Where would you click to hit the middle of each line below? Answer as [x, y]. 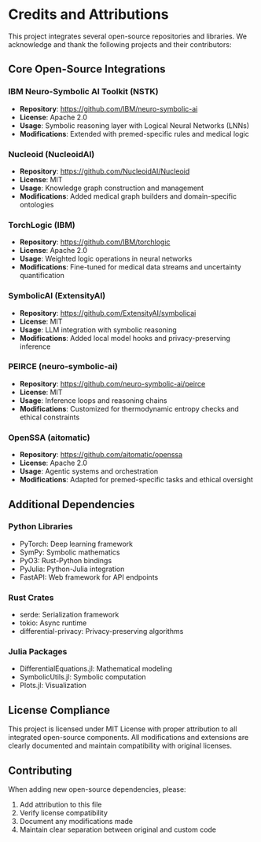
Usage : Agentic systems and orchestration [89, 471]
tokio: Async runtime [53, 623]
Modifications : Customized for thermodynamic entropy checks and [129, 408]
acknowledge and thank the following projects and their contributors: [120, 44]
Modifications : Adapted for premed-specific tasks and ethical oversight [136, 480]
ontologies [37, 204]
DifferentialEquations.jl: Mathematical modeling [96, 668]
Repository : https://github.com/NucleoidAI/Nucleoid [105, 171]
